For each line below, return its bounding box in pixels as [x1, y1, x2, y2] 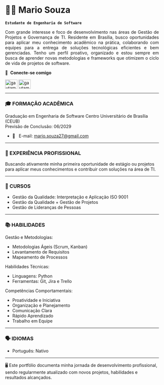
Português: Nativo [12, 348, 49, 354]
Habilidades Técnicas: [5, 264, 50, 270]
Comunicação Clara [12, 308, 52, 314]
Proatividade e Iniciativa [12, 298, 61, 303]
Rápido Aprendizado [12, 313, 54, 319]
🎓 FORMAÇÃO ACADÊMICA [5, 100, 74, 107]
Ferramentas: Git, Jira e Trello [12, 278, 72, 284]
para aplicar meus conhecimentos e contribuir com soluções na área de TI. [5, 166, 156, 172]
